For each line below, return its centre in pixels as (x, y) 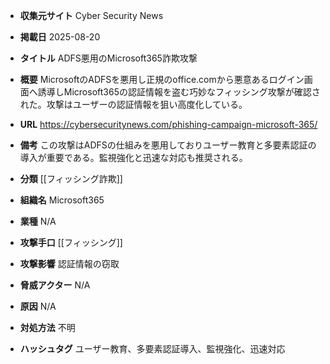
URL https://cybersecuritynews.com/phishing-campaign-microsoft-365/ (168, 124)
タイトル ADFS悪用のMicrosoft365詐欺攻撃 (108, 58)
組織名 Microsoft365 (62, 200)
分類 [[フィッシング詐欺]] (71, 178)
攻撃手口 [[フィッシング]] (71, 242)
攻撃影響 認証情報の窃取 (69, 263)
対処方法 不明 (47, 327)
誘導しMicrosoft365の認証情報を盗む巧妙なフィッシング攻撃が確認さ (179, 92)
